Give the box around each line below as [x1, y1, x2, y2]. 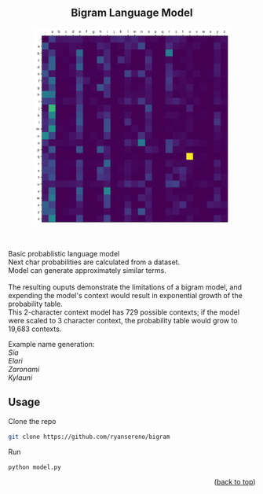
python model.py [8, 463, 61, 471]
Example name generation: [8, 339, 95, 348]
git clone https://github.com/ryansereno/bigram [8, 433, 170, 441]
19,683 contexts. [8, 324, 62, 334]
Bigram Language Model [71, 6, 193, 20]
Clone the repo [8, 416, 57, 426]
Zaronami [8, 364, 40, 374]
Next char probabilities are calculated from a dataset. [8, 257, 181, 267]
